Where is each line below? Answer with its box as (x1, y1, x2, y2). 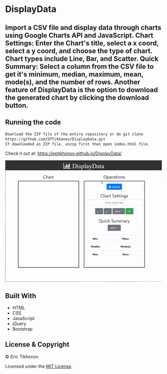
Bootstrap (12, 326, 33, 332)
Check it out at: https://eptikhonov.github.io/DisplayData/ (5, 150, 122, 156)
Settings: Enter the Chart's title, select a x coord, (5, 39, 159, 47)
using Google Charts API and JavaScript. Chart (5, 31, 154, 39)
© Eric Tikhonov (5, 354, 39, 360)
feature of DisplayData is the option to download (5, 86, 158, 94)
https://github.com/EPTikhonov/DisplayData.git (5, 137, 106, 142)
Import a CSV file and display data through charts (5, 23, 162, 32)
